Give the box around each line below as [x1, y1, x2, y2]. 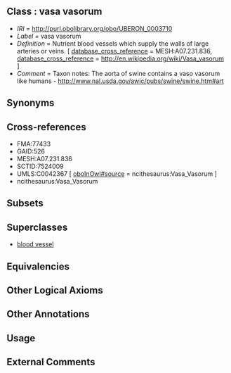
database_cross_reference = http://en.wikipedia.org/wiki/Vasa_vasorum [16, 54, 224, 63]
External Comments [6, 356, 95, 368]
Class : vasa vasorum [6, 6, 103, 18]
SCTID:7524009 [16, 162, 64, 171]
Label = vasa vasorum [16, 32, 81, 40]
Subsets [6, 197, 44, 210]
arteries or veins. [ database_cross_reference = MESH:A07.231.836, [16, 46, 212, 55]
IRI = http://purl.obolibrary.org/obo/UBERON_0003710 [16, 24, 173, 32]
